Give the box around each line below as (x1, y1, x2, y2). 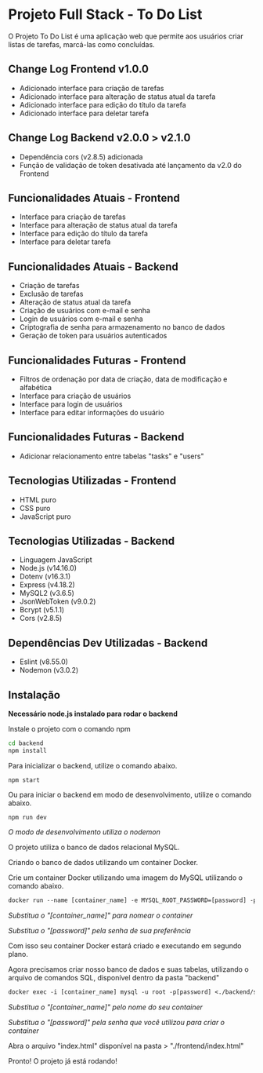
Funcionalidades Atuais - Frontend (8, 191, 180, 205)
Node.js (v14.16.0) (19, 564, 77, 573)
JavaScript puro (19, 512, 72, 521)
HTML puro (19, 495, 57, 504)
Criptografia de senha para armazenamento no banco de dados (19, 323, 225, 332)
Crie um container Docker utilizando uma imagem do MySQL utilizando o (8, 873, 243, 882)
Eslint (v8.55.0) (19, 657, 69, 666)
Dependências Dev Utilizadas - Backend (8, 636, 208, 649)
